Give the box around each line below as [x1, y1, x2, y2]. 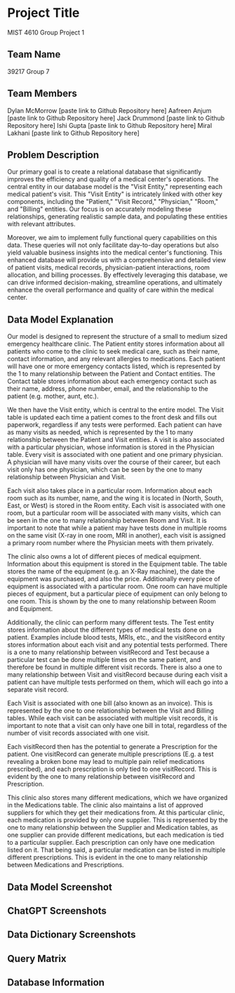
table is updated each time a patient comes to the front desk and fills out [7, 413, 217, 422]
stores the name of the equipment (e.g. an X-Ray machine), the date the [7, 567, 215, 576]
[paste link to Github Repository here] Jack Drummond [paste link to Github [7, 114, 225, 122]
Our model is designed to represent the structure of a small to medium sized [7, 332, 228, 341]
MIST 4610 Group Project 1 [7, 28, 85, 37]
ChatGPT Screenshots [7, 904, 107, 916]
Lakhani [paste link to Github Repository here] [7, 129, 140, 137]
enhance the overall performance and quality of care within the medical [7, 286, 214, 294]
